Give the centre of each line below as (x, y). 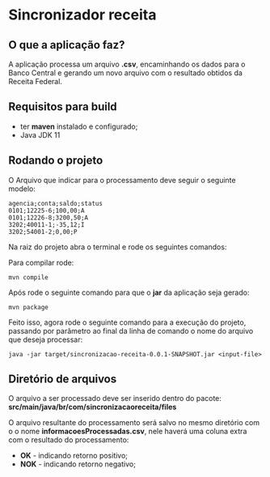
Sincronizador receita (82, 15)
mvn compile (28, 277)
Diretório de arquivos (63, 379)
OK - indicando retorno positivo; (74, 456)
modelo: (22, 189)
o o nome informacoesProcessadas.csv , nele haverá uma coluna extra (128, 432)
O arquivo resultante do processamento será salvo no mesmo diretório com (134, 423)
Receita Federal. (36, 81)
